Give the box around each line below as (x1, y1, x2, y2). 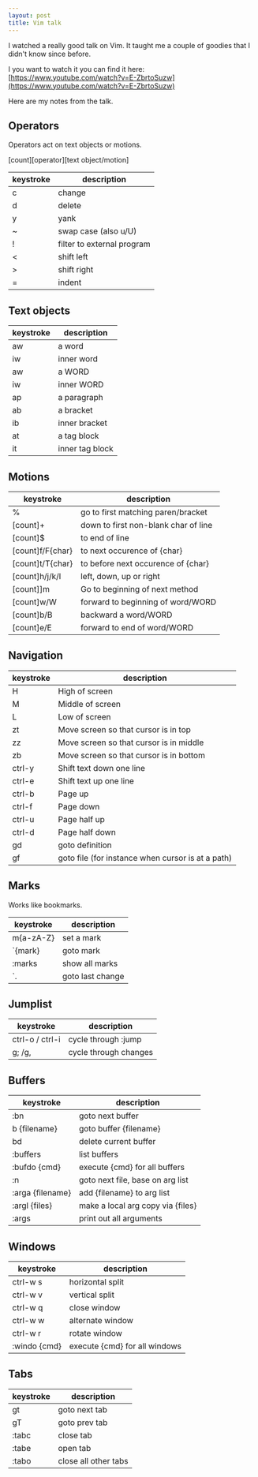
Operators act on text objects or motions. (8, 140, 142, 150)
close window (69, 1303, 121, 1313)
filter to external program (58, 238, 151, 249)
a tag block (58, 431, 99, 442)
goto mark (62, 944, 101, 955)
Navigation (8, 649, 63, 663)
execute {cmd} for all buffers (78, 1161, 185, 1172)
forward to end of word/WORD (80, 622, 194, 633)
